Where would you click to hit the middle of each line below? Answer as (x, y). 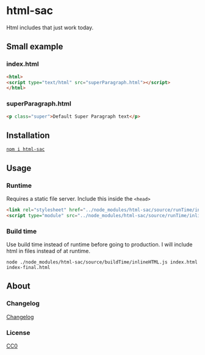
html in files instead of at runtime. (48, 251)
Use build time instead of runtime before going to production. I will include (99, 244)
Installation (28, 135)
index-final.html (28, 267)
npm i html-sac (26, 149)
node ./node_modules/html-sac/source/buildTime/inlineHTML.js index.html (102, 262)
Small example (35, 47)
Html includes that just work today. (50, 27)
